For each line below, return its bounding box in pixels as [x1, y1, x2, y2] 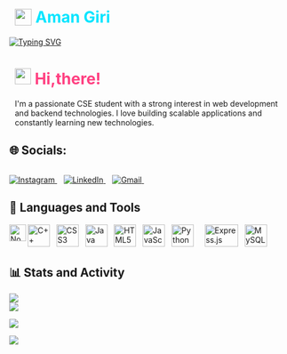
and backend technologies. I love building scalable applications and [14, 108, 262, 118]
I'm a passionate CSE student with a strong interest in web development [14, 98, 278, 109]
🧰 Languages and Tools [9, 200, 141, 215]
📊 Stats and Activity [9, 265, 125, 280]
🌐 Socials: [9, 143, 68, 158]
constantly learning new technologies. [14, 117, 155, 127]
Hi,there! [34, 69, 101, 89]
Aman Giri [35, 7, 111, 28]
